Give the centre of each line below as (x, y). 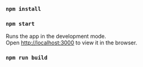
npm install (24, 9)
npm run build (27, 58)
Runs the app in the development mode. (56, 37)
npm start (20, 23)
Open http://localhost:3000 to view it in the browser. (71, 43)
